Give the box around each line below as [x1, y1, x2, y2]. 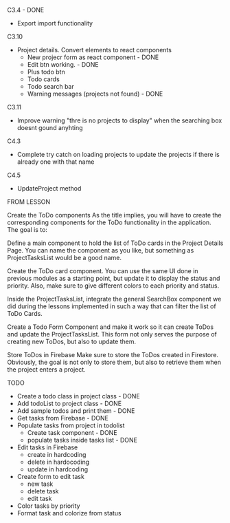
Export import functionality [16, 19, 93, 27]
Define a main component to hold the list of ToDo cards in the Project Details [7, 239, 224, 247]
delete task [27, 487, 60, 495]
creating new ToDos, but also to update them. [7, 337, 136, 345]
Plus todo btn [27, 68, 65, 76]
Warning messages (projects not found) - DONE [27, 89, 163, 98]
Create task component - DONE [27, 429, 118, 436]
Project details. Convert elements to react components [16, 46, 172, 54]
